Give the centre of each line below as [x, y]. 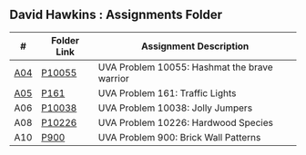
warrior [113, 78]
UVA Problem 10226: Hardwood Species [185, 122]
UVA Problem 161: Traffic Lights [167, 92]
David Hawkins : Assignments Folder [116, 15]
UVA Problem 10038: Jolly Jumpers [175, 108]
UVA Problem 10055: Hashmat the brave [185, 67]
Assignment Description [195, 46]
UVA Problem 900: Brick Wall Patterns [179, 137]
